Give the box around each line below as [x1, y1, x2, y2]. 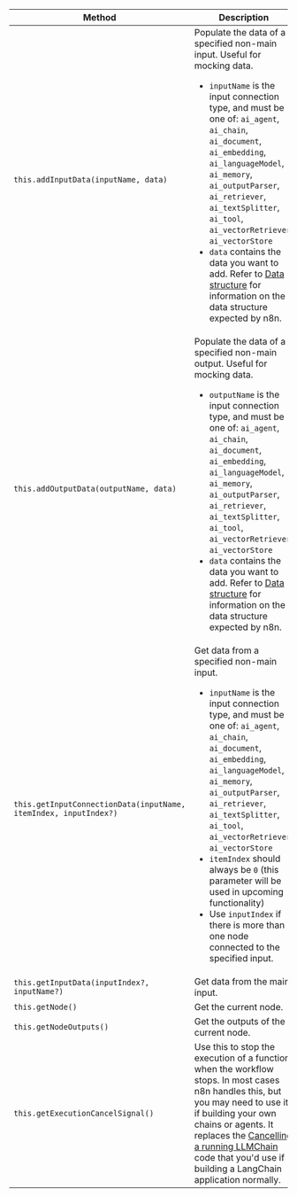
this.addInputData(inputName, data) [13, 175, 168, 184]
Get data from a [194, 644, 259, 657]
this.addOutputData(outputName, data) [13, 484, 177, 494]
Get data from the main [194, 975, 290, 987]
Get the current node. [194, 1001, 284, 1013]
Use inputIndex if [209, 908, 282, 920]
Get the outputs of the [194, 1015, 286, 1027]
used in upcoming [209, 886, 285, 898]
